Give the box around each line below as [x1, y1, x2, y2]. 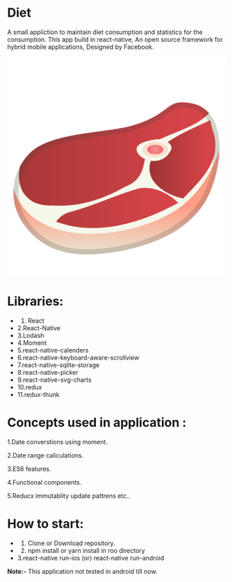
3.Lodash [17, 331, 44, 339]
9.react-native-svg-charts [17, 375, 92, 384]
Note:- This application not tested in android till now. [7, 567, 158, 575]
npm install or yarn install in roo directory [27, 546, 145, 554]
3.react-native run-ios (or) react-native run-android [17, 553, 165, 562]
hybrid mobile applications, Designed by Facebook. [7, 42, 154, 51]
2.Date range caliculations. [7, 451, 84, 460]
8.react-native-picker [17, 368, 78, 376]
